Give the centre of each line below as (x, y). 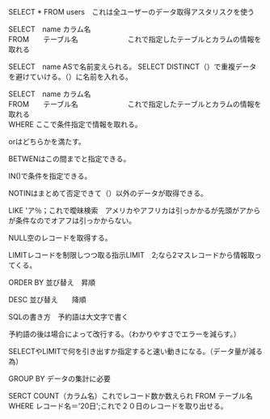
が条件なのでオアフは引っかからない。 (72, 220)
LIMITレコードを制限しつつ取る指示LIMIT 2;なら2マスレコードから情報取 (131, 255)
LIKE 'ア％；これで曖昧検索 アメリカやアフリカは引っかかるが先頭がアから (135, 210)
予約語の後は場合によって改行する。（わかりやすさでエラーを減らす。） (124, 334)
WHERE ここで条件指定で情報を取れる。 (75, 124)
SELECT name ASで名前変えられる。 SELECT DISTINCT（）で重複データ (133, 66)
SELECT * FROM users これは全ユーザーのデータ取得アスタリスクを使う (131, 12)
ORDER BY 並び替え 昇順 (52, 282)
